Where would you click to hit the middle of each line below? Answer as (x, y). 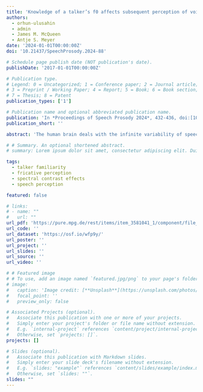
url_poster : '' (25, 240)
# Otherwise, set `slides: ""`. (50, 374)
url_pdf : (17, 223)
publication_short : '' (35, 123)
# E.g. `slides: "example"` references (59, 368)
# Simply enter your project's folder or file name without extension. (101, 324)
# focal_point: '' (32, 296)
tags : (13, 162)
